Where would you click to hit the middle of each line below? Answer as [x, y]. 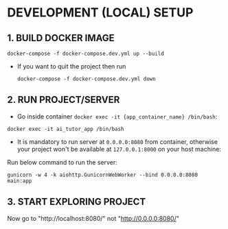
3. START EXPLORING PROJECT [77, 202]
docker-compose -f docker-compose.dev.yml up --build [86, 53]
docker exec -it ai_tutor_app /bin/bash [66, 129]
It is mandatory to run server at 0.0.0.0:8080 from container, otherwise [117, 141]
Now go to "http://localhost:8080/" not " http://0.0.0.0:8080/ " [93, 218]
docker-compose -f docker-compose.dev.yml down [86, 79]
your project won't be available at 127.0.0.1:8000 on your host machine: [119, 149]
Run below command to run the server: [62, 162]
